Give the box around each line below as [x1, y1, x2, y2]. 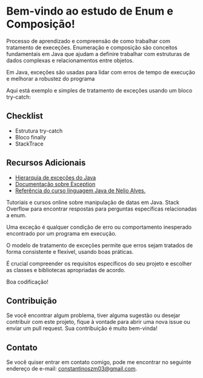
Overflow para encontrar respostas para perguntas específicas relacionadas [6, 205, 197, 212]
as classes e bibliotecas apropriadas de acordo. [6, 266, 126, 273]
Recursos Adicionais [6, 158, 86, 168]
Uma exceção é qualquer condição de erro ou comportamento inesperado [6, 223, 192, 231]
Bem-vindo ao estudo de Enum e [6, 4, 174, 18]
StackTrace [15, 140, 44, 147]
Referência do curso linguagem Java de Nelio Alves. [15, 187, 146, 194]
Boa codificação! [6, 278, 48, 285]
